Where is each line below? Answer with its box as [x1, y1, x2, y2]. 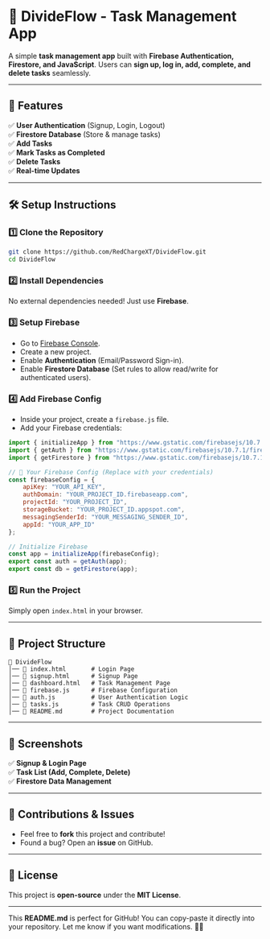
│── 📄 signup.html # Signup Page [8, 672, 138, 680]
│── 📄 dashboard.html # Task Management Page [8, 680, 171, 688]
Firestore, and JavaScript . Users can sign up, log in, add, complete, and [8, 60, 252, 69]
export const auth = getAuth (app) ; [8, 557, 128, 566]
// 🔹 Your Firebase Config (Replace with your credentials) [8, 468, 215, 476]
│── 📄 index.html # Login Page [8, 665, 135, 673]
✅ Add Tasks [8, 139, 53, 148]
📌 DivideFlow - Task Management [8, 7, 237, 26]
